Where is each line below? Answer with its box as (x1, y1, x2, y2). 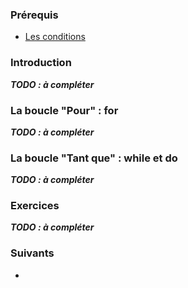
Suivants (10, 246, 55, 260)
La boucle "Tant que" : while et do (10, 151, 178, 165)
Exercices (10, 199, 60, 213)
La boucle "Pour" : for (10, 103, 119, 117)
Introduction (10, 56, 72, 70)
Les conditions (24, 31, 86, 43)
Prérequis (10, 8, 59, 22)
